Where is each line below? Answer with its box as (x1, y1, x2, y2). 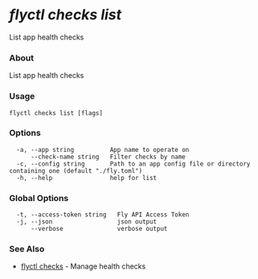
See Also (9, 244, 45, 255)
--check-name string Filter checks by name (30, 153, 186, 161)
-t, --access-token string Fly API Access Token (16, 211, 190, 219)
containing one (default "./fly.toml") (9, 166, 143, 174)
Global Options (9, 192, 69, 203)
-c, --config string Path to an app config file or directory (16, 159, 251, 168)
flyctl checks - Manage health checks (20, 261, 146, 271)
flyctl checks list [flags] (9, 109, 104, 117)
